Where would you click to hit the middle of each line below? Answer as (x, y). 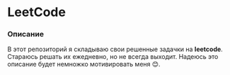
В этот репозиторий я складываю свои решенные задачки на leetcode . (115, 49)
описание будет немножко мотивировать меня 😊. (84, 64)
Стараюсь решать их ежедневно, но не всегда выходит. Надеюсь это (113, 57)
